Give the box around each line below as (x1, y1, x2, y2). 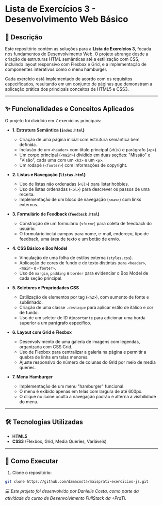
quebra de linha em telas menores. (19, 354, 89, 360)
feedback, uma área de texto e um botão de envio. (19, 236, 120, 242)
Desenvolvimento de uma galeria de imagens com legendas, (19, 339, 140, 344)
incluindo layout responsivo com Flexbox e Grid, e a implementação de (5, 62, 147, 67)
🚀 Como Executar (5, 457, 59, 465)
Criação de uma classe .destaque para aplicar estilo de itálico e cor (19, 304, 154, 310)
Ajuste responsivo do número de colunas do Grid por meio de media (19, 359, 156, 365)
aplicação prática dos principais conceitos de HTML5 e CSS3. (5, 86, 129, 92)
